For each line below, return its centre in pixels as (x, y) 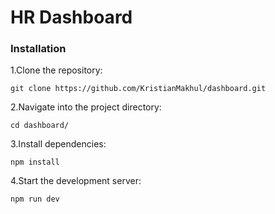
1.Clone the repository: (56, 70)
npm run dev (35, 199)
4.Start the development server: (76, 181)
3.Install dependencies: (58, 144)
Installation (38, 49)
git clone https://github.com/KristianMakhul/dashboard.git (138, 89)
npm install (35, 162)
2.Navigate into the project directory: (86, 107)
